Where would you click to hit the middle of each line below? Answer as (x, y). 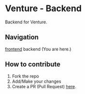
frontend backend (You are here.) (38, 49)
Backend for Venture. (26, 22)
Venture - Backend (43, 9)
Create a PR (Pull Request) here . (44, 86)
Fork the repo (26, 76)
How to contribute (33, 65)
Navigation (22, 37)
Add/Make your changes (36, 81)
